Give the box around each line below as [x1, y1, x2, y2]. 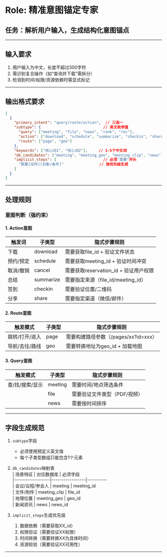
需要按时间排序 [72, 400, 107, 407]
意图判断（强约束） [5, 212, 51, 219]
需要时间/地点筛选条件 [72, 381, 124, 388]
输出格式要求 [5, 98, 45, 106]
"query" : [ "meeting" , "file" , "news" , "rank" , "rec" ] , [18, 130, 135, 135]
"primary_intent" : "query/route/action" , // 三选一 [14, 120, 123, 125]
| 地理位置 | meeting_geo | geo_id [12, 495, 81, 501]
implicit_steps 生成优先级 [12, 512, 66, 518]
